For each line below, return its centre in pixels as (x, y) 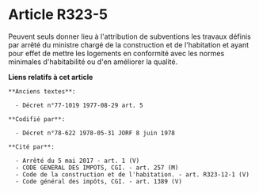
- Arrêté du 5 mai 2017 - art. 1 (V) (78, 161)
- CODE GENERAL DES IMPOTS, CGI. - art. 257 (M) (97, 168)
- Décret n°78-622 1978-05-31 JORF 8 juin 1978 (95, 133)
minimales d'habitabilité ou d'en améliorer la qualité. (93, 62)
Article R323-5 (58, 15)
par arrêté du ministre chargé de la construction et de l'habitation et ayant (129, 44)
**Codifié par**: (37, 119)
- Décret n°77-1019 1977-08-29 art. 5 (80, 105)
